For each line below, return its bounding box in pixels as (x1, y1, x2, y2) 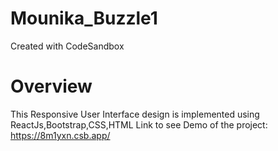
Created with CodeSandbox (10, 40, 125, 52)
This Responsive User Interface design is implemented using (10, 108, 260, 120)
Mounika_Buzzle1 (10, 7, 158, 30)
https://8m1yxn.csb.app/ (10, 129, 111, 141)
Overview (10, 75, 93, 98)
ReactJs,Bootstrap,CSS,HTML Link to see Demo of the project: (10, 118, 268, 131)
